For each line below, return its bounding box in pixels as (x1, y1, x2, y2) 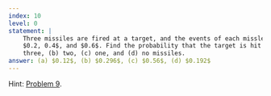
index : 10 (8, 11, 42, 20)
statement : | (8, 27, 52, 35)
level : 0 (8, 19, 38, 27)
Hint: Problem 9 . (8, 78, 62, 89)
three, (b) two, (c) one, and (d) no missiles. (23, 49, 186, 57)
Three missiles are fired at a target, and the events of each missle (23, 34, 265, 43)
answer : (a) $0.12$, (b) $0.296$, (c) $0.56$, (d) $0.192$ (8, 57, 211, 65)
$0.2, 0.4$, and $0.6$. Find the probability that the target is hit (23, 42, 262, 50)
